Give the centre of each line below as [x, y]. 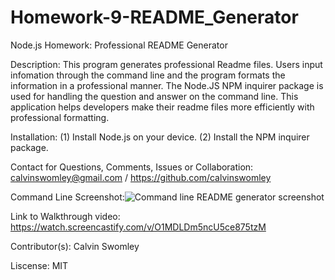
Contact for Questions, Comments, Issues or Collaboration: [132, 167]
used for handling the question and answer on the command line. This [154, 96]
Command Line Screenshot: [67, 197]
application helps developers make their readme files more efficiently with [162, 107]
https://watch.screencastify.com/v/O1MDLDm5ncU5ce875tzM [138, 227]
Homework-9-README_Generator [154, 17]
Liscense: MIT [39, 265]
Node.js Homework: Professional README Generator [119, 45]
